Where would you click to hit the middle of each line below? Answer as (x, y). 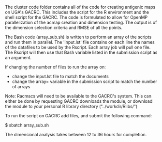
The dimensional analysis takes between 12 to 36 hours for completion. (76, 134)
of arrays (21, 87)
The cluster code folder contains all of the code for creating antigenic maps (80, 7)
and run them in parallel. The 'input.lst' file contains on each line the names (80, 42)
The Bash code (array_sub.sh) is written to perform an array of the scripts (78, 37)
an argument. (18, 57)
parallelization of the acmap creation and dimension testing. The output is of (81, 22)
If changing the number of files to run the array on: (56, 67)
